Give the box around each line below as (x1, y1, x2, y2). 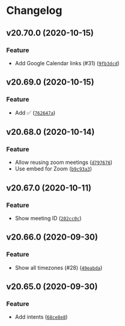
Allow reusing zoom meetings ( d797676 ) (14, 158, 113, 166)
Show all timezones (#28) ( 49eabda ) (14, 264, 103, 271)
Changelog (6, 4, 62, 18)
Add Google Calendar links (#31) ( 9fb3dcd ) (14, 59, 120, 67)
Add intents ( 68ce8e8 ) (14, 313, 68, 321)
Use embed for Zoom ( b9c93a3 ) (14, 165, 92, 172)
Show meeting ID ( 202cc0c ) (14, 214, 82, 221)
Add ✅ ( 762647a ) (14, 109, 56, 116)
